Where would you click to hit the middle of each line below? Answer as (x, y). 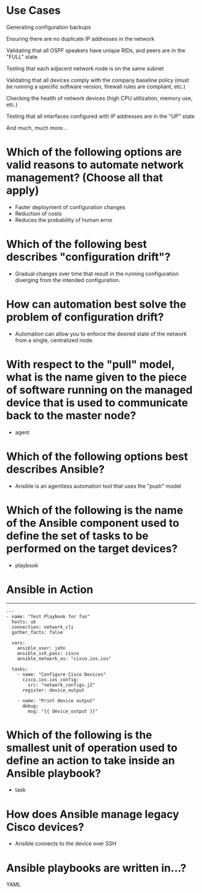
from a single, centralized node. (54, 340)
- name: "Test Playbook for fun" (48, 616)
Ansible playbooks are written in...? (96, 868)
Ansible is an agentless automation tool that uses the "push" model (98, 486)
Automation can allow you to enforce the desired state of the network (101, 334)
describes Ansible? (56, 469)
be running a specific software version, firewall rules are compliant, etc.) (96, 86)
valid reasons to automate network (95, 165)
